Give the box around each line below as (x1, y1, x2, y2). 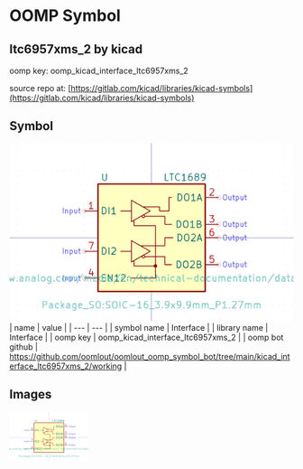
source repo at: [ (9, 83, 71, 93)
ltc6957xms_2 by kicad (9, 42, 143, 57)
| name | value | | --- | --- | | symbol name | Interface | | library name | (9, 322, 269, 333)
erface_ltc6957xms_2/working (9, 361, 123, 371)
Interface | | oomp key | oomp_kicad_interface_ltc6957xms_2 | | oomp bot (9, 332, 284, 342)
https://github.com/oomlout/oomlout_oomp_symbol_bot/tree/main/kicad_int (9, 351, 290, 361)
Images (9, 387, 52, 402)
